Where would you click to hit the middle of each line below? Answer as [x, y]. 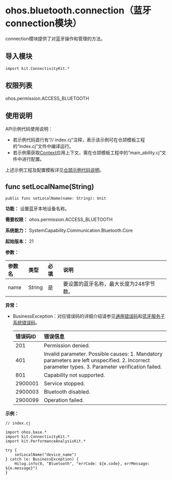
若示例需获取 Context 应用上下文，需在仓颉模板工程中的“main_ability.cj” [87, 153]
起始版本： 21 [20, 242]
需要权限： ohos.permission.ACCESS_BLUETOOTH [59, 219]
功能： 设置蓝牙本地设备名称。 [37, 209]
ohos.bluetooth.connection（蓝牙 [78, 11]
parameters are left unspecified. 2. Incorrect [97, 360]
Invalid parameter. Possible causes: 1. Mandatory [103, 354]
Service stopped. [64, 383]
